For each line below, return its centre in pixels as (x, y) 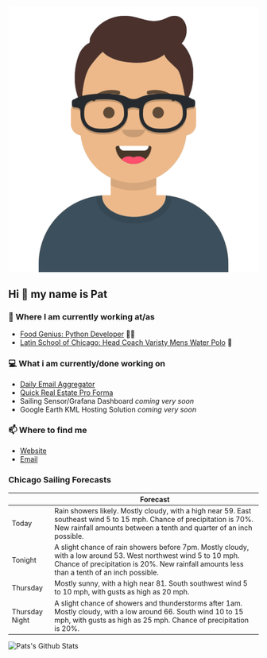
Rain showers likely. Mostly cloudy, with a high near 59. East (153, 510)
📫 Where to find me (48, 430)
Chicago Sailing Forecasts (60, 479)
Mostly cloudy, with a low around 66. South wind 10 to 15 (149, 611)
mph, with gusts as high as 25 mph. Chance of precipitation (151, 620)
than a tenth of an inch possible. (106, 573)
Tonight (24, 559)
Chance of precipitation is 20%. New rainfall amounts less (149, 564)
